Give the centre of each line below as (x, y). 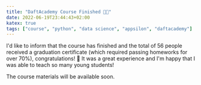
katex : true (21, 23)
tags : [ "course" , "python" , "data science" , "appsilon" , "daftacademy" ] (99, 29)
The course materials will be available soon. (60, 77)
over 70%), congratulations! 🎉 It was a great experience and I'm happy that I (101, 58)
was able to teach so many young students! (60, 65)
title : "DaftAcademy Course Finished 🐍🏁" (59, 12)
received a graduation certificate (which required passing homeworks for (97, 52)
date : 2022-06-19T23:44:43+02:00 (48, 17)
